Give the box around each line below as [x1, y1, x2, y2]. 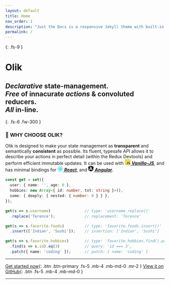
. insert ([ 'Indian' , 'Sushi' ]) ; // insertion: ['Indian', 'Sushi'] [10, 229, 159, 234]
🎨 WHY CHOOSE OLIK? [5, 131, 63, 138]
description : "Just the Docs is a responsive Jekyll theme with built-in [5, 24, 164, 29]
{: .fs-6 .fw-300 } [5, 119, 41, 125]
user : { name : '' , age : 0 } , [10, 182, 71, 188]
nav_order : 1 [5, 19, 33, 24]
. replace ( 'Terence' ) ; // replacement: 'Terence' [10, 214, 142, 219]
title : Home [5, 13, 30, 19]
